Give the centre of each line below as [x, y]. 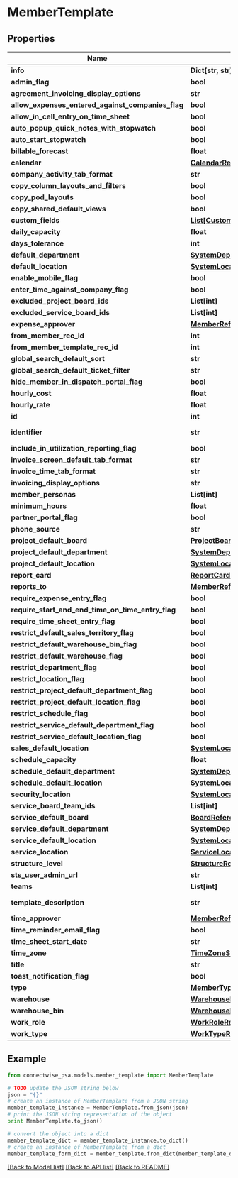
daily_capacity [36, 232]
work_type [29, 1034]
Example [27, 1059]
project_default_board [49, 540]
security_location [41, 794]
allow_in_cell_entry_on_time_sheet [70, 116]
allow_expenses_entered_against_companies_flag [97, 105]
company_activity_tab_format [62, 174]
